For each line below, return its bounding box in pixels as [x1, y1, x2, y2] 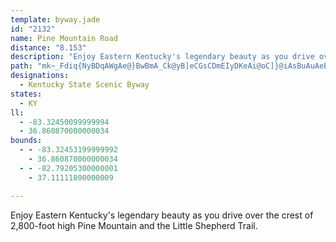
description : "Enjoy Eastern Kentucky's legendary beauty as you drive [10, 52, 315, 62]
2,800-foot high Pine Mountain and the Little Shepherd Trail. [10, 219, 258, 231]
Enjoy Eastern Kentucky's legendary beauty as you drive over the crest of [10, 209, 314, 221]
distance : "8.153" [10, 42, 87, 53]
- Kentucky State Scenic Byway [19, 80, 150, 90]
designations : [10, 71, 70, 81]
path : [10, 61, 33, 71]
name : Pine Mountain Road [10, 33, 118, 43]
